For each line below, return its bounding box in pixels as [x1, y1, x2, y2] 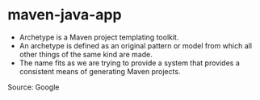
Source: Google [7, 82, 60, 92]
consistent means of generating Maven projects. [19, 66, 181, 76]
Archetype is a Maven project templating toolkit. [19, 32, 179, 42]
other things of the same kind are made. [19, 49, 153, 59]
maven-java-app [7, 6, 122, 24]
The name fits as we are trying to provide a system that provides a [19, 58, 240, 68]
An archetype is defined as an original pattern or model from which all [19, 40, 252, 50]
